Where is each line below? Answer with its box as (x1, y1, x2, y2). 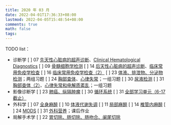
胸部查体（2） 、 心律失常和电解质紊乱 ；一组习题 (12, 82, 112, 88)
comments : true (5, 21, 38, 27)
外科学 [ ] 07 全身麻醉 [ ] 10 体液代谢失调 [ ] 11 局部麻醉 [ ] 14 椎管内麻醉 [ (12, 102, 166, 107)
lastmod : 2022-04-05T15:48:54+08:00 (5, 17, 83, 22)
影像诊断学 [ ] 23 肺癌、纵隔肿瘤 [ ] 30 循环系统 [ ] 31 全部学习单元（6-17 (12, 89, 166, 94)
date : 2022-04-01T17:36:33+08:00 (5, 12, 77, 17)
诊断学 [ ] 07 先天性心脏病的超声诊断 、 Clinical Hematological (12, 57, 140, 63)
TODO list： (5, 46, 30, 52)
